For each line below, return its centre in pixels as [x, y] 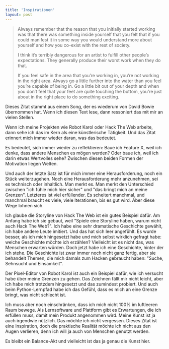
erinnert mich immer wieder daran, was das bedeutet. [61, 138]
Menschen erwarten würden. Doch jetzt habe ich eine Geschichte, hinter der [84, 247]
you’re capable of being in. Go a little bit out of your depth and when [88, 86]
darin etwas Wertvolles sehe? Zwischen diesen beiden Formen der [74, 158]
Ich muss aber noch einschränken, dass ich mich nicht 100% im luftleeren [81, 304]
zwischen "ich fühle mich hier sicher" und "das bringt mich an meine [76, 189]
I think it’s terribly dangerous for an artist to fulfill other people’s [83, 55]
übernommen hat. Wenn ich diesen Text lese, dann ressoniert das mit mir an [84, 112]
